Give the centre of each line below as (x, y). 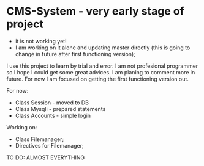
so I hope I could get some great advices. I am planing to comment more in (101, 72)
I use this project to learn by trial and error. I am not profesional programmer (102, 66)
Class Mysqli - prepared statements (60, 109)
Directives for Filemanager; (49, 145)
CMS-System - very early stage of (96, 11)
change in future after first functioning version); (75, 54)
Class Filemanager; (40, 139)
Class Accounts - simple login (53, 115)
